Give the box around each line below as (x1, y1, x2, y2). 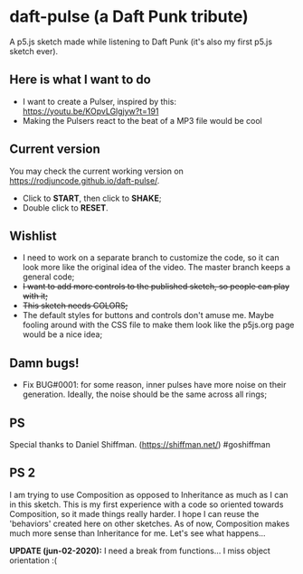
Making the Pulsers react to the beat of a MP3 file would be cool (22, 115, 262, 126)
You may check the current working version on (9, 165, 184, 176)
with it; (22, 291, 48, 302)
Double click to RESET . (22, 202, 109, 213)
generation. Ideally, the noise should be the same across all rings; (22, 389, 268, 400)
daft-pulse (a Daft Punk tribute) (9, 6, 249, 27)
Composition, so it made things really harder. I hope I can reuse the (9, 508, 260, 519)
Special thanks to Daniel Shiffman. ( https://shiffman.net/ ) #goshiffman (9, 439, 271, 449)
